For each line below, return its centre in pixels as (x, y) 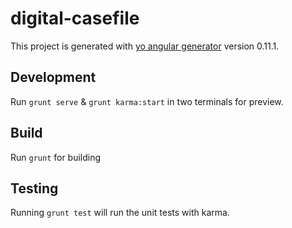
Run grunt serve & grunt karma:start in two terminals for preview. (147, 101)
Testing (34, 188)
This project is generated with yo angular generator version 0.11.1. (145, 46)
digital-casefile (75, 18)
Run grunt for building (56, 157)
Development (53, 77)
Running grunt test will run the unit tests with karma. (120, 213)
